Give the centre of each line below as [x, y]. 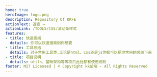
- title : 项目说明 [23, 57]
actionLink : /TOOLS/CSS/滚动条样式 [41, 29]
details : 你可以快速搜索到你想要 [41, 43]
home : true [17, 10]
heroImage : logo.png [27, 15]
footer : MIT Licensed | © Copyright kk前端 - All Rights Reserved [76, 66]
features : [16, 33]
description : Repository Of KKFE [41, 19]
